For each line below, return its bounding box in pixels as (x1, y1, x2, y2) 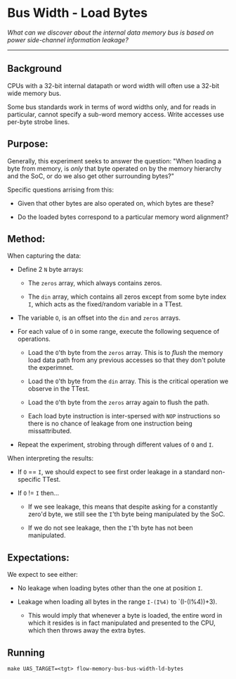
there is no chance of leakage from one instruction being (27, 419, 193, 428)
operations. (17, 335, 51, 343)
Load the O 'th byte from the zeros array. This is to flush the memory (27, 349, 223, 357)
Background (7, 63, 62, 75)
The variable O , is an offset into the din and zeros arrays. (17, 313, 181, 322)
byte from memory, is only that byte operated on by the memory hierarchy (7, 164, 222, 173)
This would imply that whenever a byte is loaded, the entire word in (27, 611, 223, 620)
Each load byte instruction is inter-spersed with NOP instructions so (27, 412, 221, 421)
